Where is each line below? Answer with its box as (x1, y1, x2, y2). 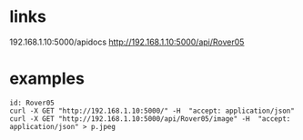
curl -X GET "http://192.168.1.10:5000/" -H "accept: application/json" (9, 106, 296, 115)
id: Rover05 (9, 98, 55, 107)
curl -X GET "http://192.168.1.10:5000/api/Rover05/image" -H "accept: (9, 114, 291, 124)
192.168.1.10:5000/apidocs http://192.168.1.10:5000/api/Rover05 (9, 36, 245, 47)
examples (9, 68, 85, 89)
